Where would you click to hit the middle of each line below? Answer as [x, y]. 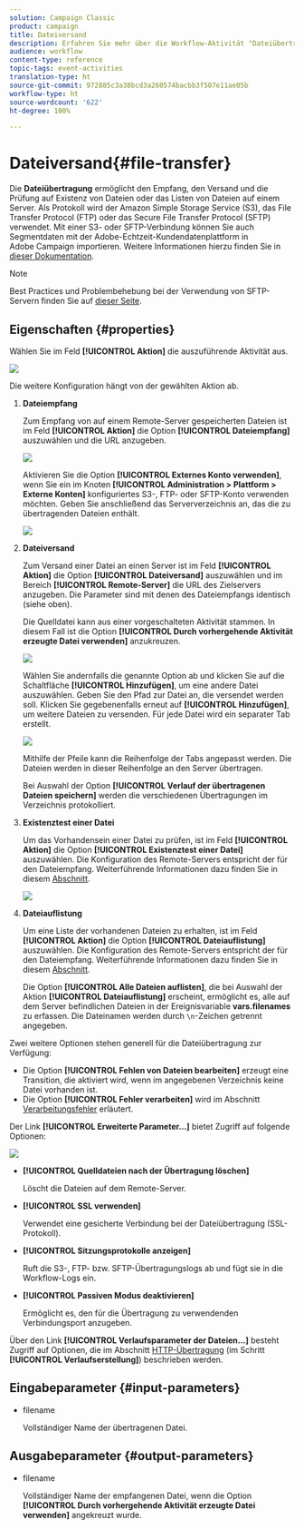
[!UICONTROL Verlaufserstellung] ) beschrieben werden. [116, 1359]
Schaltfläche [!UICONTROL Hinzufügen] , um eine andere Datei [140, 685]
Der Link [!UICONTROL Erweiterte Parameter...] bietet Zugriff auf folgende [150, 1127]
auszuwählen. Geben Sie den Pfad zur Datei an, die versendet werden [153, 695]
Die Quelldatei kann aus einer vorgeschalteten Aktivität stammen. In [149, 622]
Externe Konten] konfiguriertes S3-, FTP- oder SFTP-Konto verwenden [156, 494]
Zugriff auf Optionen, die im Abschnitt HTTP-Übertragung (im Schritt [137, 1350]
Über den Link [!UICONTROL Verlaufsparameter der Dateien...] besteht [144, 1340]
